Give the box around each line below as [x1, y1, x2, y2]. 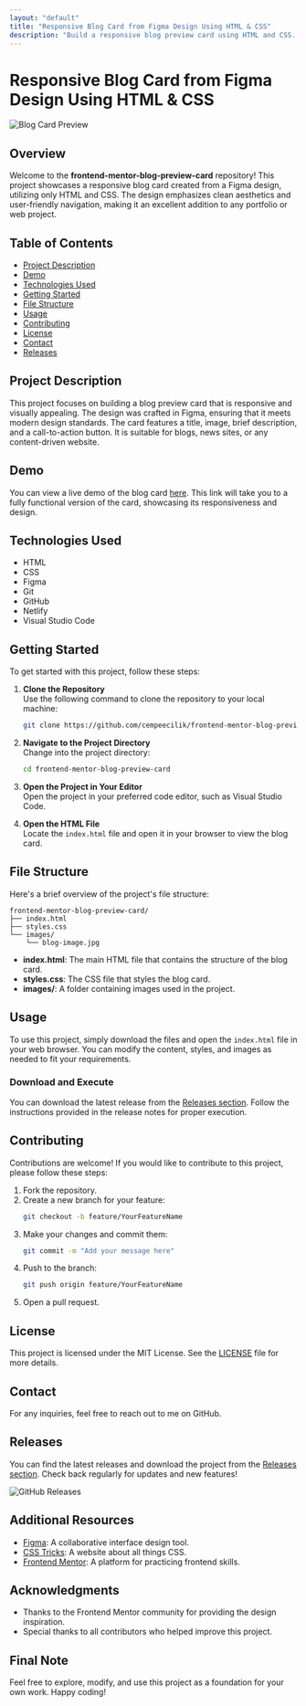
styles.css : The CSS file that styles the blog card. [22, 974, 211, 985]
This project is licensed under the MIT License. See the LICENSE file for [9, 1348, 280, 1359]
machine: [22, 703, 58, 714]
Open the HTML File [22, 818, 100, 829]
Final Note [9, 1652, 69, 1668]
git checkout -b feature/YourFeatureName [22, 1212, 184, 1221]
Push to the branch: [22, 1262, 98, 1274]
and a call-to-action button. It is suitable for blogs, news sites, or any [9, 426, 269, 437]
